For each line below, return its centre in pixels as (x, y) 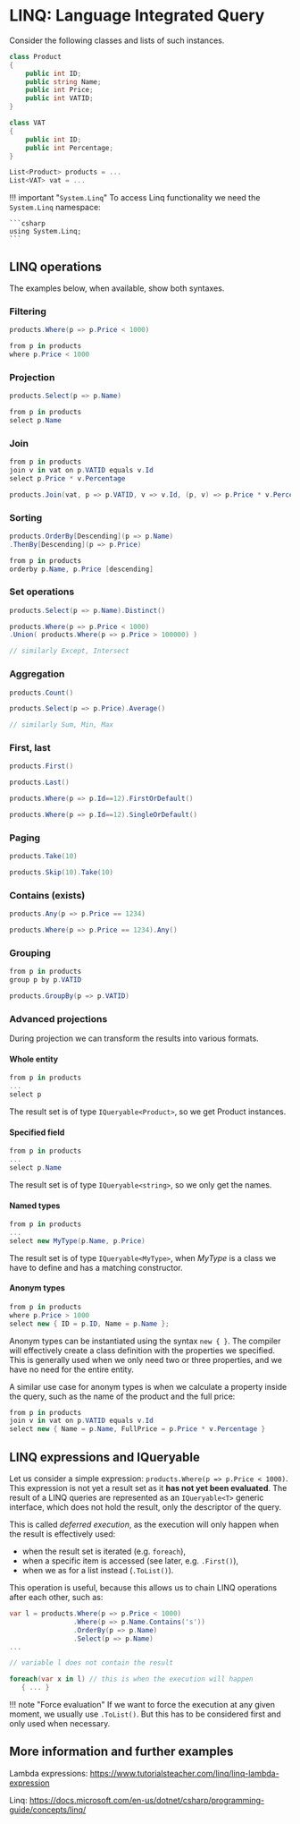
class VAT (28, 123)
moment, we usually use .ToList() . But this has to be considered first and (145, 1714)
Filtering (28, 311)
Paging (25, 838)
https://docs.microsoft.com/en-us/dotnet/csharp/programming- (147, 1800)
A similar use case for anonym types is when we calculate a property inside (148, 1386)
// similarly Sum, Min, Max (62, 725)
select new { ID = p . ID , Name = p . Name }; (89, 1324)
